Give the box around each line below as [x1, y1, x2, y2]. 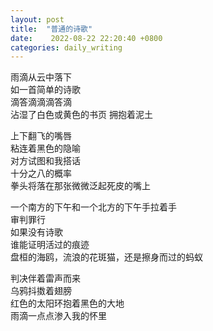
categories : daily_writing [10, 42, 123, 53]
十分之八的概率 [10, 167, 72, 180]
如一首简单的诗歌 [10, 84, 81, 96]
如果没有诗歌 [10, 226, 63, 238]
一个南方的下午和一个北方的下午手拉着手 [10, 201, 177, 213]
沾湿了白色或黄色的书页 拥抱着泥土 [10, 109, 153, 121]
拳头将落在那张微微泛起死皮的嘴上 [10, 180, 151, 192]
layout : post [10, 14, 65, 25]
